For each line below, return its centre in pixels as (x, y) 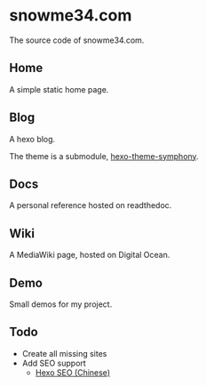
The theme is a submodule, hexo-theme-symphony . (104, 156)
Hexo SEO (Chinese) (73, 372)
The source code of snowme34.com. (77, 40)
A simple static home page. (59, 89)
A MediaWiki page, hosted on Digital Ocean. (90, 255)
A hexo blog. (32, 139)
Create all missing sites (64, 353)
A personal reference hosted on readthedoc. (91, 205)
